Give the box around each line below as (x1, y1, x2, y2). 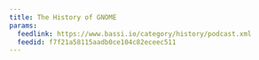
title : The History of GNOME (9, 12, 117, 22)
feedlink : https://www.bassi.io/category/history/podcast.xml (17, 29, 252, 38)
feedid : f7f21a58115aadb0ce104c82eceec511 (17, 37, 177, 47)
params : (9, 21, 38, 30)
